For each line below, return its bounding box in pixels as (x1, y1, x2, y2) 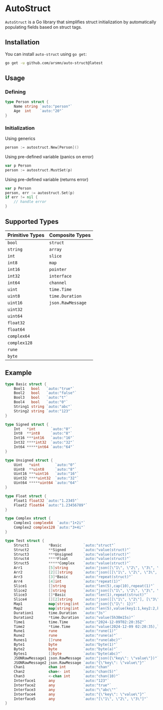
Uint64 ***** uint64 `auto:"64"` (14, 480, 79, 486)
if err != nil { (5, 195, 38, 200)
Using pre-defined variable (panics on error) (5, 153, 94, 159)
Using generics (5, 135, 35, 141)
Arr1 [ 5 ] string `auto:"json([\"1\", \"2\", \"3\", (14, 565, 155, 571)
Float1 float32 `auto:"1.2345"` (14, 498, 79, 503)
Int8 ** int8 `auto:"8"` (14, 431, 73, 436)
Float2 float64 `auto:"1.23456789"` (14, 503, 88, 507)
